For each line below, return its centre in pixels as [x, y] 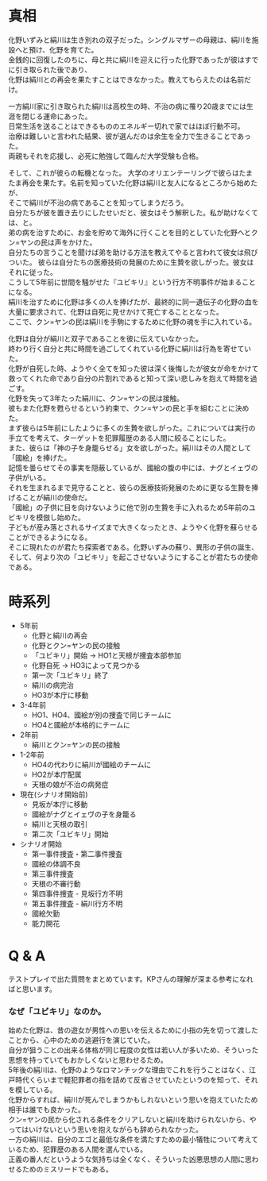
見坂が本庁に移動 [60, 804]
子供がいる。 [29, 477]
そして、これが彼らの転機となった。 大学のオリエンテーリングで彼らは [124, 172]
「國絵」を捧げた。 [40, 457]
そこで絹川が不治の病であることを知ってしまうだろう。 [98, 203]
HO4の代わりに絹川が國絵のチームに [91, 764]
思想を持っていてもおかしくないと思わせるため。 [88, 1060]
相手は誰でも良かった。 [46, 1110]
